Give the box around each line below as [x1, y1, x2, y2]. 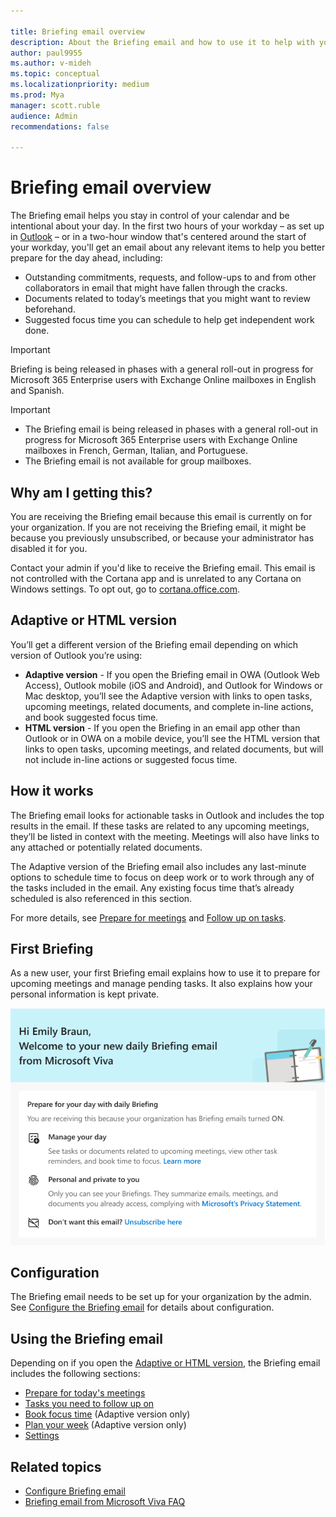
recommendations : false [10, 121, 110, 132]
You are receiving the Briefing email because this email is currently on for [10, 511, 313, 522]
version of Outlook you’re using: [10, 649, 143, 661]
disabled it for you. [10, 543, 88, 554]
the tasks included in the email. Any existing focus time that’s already [10, 881, 295, 894]
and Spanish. [10, 385, 65, 397]
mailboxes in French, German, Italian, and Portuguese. [24, 445, 249, 457]
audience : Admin [10, 111, 78, 121]
